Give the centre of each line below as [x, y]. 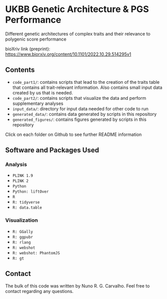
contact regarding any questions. [39, 291]
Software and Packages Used [52, 150]
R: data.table [27, 208]
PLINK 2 [20, 181]
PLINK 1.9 [23, 176]
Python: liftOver [31, 192]
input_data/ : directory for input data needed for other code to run [80, 108]
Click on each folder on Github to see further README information [73, 134]
